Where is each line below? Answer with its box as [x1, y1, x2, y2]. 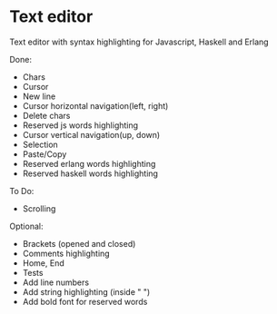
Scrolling [22, 202, 56, 214]
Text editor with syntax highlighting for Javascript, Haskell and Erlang [9, 36, 270, 47]
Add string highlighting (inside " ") [22, 286, 151, 297]
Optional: [9, 221, 44, 231]
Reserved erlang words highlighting [22, 158, 156, 169]
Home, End [22, 257, 65, 269]
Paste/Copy [22, 148, 67, 160]
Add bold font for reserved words [22, 296, 148, 307]
